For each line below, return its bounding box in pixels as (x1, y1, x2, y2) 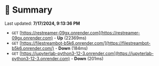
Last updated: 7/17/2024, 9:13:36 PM (4, 20, 80, 26)
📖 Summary (4, 4, 53, 16)
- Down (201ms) (71, 55, 104, 61)
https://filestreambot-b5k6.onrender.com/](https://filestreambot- (21, 40, 151, 46)
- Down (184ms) (55, 45, 88, 51)
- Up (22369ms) (53, 35, 87, 41)
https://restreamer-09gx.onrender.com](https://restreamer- (21, 30, 141, 35)
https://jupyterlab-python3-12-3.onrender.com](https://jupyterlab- (21, 50, 154, 56)
